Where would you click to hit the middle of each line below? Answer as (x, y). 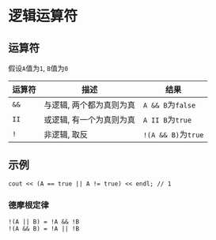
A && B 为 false (169, 105)
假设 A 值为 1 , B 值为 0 (38, 68)
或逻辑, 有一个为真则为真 (90, 120)
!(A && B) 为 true (173, 135)
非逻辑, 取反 (66, 135)
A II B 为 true (167, 120)
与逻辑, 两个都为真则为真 (90, 105)
